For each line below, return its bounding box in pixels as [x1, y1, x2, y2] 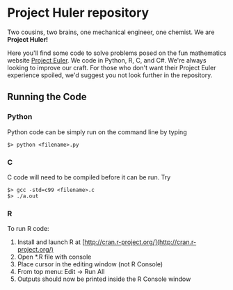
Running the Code [7, 91, 87, 103]
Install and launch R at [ [17, 238, 85, 246]
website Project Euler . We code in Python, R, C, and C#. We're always [7, 56, 207, 64]
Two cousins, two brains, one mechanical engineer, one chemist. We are [7, 28, 215, 36]
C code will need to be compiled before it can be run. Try [7, 172, 171, 182]
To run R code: [7, 225, 50, 233]
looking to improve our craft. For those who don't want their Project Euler [7, 63, 216, 72]
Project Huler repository [7, 5, 150, 21]
